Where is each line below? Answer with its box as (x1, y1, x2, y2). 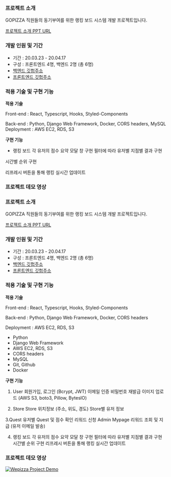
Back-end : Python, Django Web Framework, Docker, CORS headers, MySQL (5, 120, 166, 126)
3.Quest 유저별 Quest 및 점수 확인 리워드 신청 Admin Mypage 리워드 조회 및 (5, 416, 158, 423)
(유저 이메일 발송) (10, 423, 46, 429)
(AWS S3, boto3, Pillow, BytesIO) (18, 395, 87, 401)
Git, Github (12, 361, 36, 367)
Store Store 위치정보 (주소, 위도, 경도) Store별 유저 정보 (12, 405, 124, 411)
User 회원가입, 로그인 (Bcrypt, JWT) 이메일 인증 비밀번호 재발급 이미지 (12, 388, 155, 395)
